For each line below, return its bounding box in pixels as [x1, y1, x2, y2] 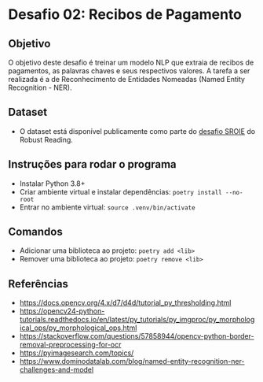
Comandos [8, 225, 63, 239]
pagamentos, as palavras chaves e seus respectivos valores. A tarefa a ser [8, 66, 250, 76]
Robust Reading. [19, 135, 73, 144]
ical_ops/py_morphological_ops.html [19, 323, 137, 332]
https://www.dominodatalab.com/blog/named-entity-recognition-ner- [19, 357, 245, 366]
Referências [8, 277, 69, 291]
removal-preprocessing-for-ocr [19, 340, 122, 350]
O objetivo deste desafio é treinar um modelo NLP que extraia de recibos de [8, 57, 254, 67]
